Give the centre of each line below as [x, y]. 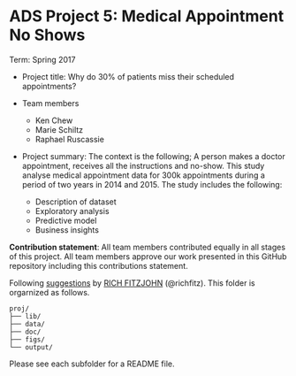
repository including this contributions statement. [99, 265]
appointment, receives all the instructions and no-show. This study [143, 165]
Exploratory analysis [72, 211]
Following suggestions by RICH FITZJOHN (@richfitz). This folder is [132, 283]
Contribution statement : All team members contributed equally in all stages [147, 247]
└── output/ [31, 347]
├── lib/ [25, 316]
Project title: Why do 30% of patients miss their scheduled [128, 76]
